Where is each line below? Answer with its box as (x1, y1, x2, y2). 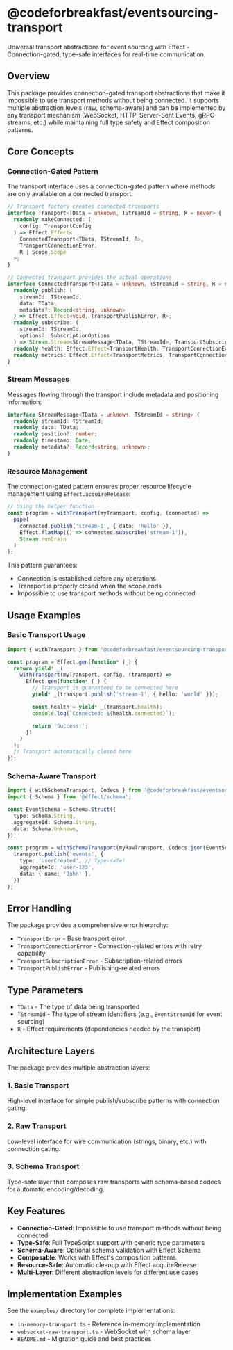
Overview (7, 70, 51, 82)
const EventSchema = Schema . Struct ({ (7, 806, 116, 813)
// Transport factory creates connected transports (7, 203, 159, 210)
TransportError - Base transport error (17, 934, 126, 943)
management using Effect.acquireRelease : (7, 490, 131, 498)
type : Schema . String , (13, 812, 76, 819)
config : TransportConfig (19, 223, 92, 230)
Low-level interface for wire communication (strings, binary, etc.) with (7, 1137, 207, 1146)
